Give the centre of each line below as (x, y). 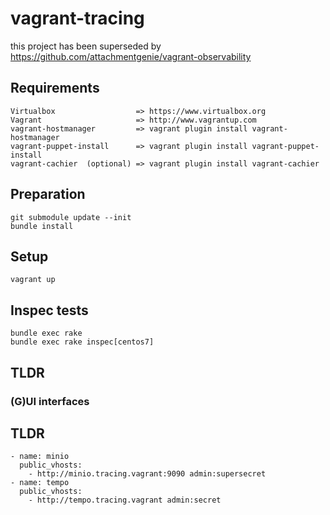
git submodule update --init (71, 217)
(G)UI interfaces (50, 401)
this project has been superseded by (86, 46)
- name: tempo (40, 483)
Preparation (48, 194)
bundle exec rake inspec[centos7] (82, 342)
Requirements (55, 88)
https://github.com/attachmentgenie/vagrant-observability (131, 56)
